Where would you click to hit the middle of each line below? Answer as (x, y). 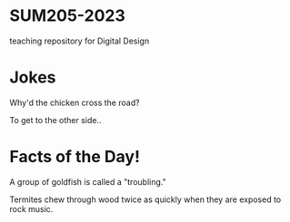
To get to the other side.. (55, 120)
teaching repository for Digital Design (80, 41)
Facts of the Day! (75, 157)
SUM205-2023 (67, 16)
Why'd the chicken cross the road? (75, 102)
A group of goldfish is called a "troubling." (88, 181)
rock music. (31, 208)
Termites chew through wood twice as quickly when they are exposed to (145, 199)
